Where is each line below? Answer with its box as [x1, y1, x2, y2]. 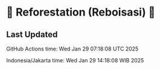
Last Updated [6, 29, 58, 40]
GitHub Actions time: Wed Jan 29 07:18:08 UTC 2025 [6, 45, 139, 52]
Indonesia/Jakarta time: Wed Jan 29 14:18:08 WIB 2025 [6, 57, 144, 64]
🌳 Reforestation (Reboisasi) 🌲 [6, 5, 156, 19]
